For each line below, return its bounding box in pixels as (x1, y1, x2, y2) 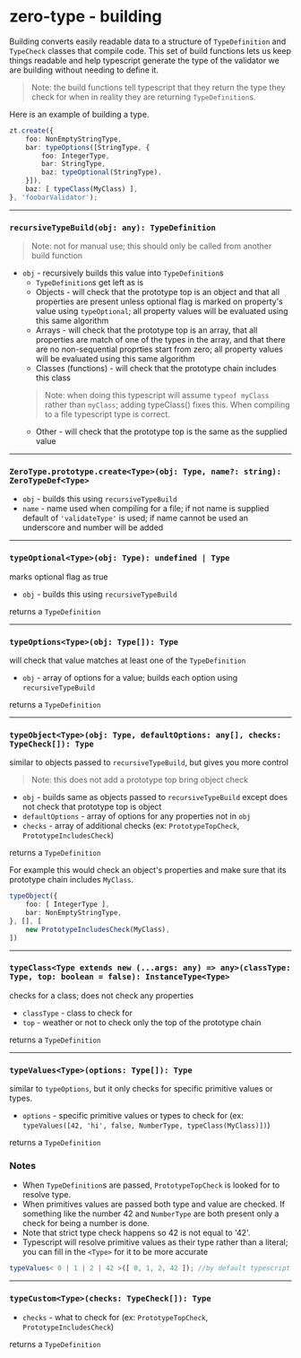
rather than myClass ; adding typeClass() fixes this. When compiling (44, 399, 290, 410)
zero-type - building (9, 6, 163, 27)
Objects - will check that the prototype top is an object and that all (35, 287, 280, 298)
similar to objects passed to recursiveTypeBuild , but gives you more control (9, 757, 289, 768)
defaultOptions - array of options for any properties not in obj (21, 811, 251, 822)
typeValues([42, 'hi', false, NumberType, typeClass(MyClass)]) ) (21, 1119, 271, 1131)
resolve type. (21, 1189, 72, 1200)
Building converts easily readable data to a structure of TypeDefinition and (9, 36, 287, 47)
